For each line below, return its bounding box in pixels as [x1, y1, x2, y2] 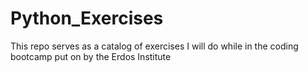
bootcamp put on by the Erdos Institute [10, 50, 172, 62]
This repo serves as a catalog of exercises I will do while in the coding [10, 40, 299, 52]
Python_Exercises [10, 7, 164, 30]
